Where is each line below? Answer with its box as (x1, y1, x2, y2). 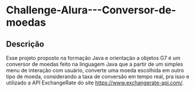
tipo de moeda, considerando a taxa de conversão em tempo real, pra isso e (6, 73, 190, 80)
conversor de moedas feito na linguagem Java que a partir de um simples (6, 61, 183, 68)
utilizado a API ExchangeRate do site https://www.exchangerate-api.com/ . (6, 79, 184, 86)
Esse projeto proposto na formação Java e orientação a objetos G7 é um (6, 55, 181, 61)
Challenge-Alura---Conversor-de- (6, 3, 176, 17)
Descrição (6, 39, 44, 49)
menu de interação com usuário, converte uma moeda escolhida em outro (6, 67, 184, 73)
